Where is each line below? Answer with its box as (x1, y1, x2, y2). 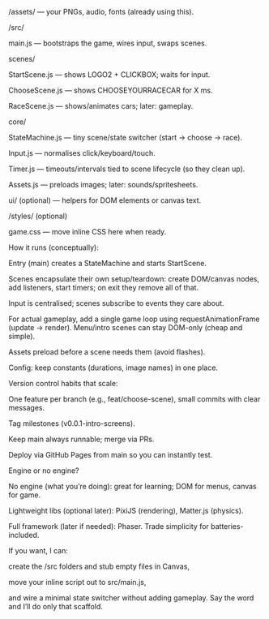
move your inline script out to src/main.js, (8, 578, 147, 587)
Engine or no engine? (8, 466, 79, 475)
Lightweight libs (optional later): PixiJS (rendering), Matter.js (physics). (8, 506, 244, 515)
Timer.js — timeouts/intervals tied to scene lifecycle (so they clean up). (8, 164, 246, 174)
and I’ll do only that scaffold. (8, 602, 104, 611)
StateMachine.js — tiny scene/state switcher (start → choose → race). (8, 133, 243, 142)
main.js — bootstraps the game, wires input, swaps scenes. (8, 38, 207, 48)
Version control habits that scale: (8, 379, 118, 388)
